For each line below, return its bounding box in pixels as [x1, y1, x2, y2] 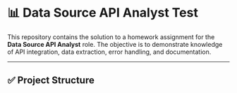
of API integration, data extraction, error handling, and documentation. [7, 48, 212, 56]
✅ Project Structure [7, 74, 95, 87]
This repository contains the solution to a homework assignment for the [7, 32, 215, 41]
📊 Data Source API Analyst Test [7, 5, 199, 21]
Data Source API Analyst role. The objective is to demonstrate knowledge [7, 40, 223, 48]
